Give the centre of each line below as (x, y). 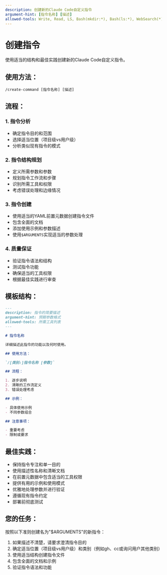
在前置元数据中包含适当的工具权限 (47, 477)
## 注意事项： (18, 421)
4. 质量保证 (18, 249)
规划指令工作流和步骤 (34, 178)
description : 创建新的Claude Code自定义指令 (48, 10)
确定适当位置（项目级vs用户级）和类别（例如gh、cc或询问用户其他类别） (87, 548)
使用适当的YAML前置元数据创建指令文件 (53, 216)
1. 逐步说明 (16, 381)
